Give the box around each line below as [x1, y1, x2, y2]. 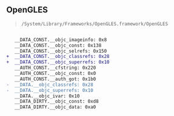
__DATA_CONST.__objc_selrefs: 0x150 [14, 48, 107, 54]
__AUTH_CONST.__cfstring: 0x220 [14, 65, 96, 71]
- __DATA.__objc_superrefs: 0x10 [6, 87, 94, 93]
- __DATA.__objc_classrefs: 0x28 [6, 82, 94, 88]
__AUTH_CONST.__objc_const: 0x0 [14, 71, 96, 77]
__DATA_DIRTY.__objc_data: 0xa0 [14, 104, 96, 111]
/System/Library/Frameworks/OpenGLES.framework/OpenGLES [21, 21, 169, 27]
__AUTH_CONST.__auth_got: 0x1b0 [14, 76, 96, 82]
